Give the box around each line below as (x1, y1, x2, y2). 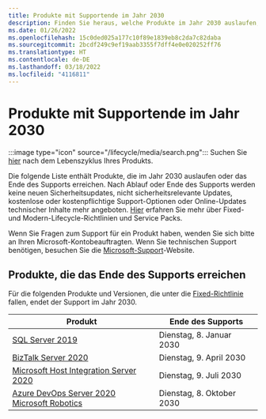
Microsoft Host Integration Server (12, 365, 137, 376)
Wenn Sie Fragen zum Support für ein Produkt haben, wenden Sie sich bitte (8, 228, 255, 238)
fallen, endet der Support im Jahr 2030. (8, 297, 137, 307)
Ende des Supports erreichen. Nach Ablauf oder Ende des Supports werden (8, 179, 256, 189)
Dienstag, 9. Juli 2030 (158, 370, 241, 381)
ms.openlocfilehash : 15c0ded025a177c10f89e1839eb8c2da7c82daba (8, 33, 222, 42)
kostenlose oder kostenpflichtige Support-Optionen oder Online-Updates (8, 196, 247, 206)
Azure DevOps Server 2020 (12, 388, 116, 399)
